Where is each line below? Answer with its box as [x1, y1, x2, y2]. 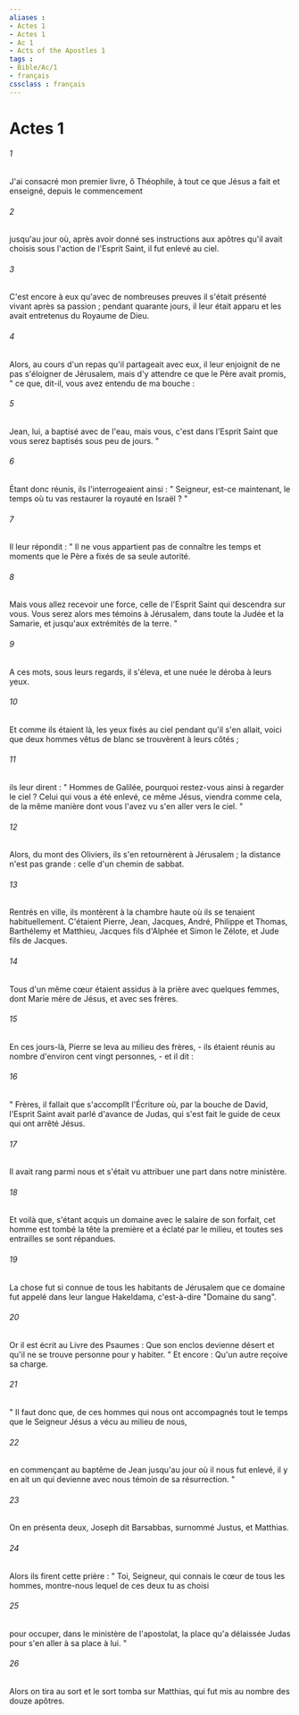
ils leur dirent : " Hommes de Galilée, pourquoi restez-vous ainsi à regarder [9, 782, 285, 793]
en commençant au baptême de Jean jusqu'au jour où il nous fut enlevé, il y [9, 1464, 288, 1475]
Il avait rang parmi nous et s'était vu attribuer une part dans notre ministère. [9, 1166, 287, 1177]
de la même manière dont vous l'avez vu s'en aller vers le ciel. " [9, 801, 244, 812]
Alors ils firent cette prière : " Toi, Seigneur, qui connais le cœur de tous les [9, 1570, 286, 1581]
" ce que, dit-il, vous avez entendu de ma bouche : [9, 378, 195, 388]
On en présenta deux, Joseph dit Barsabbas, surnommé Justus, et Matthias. [9, 1523, 289, 1533]
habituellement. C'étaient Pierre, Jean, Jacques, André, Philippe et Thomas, [9, 917, 288, 927]
